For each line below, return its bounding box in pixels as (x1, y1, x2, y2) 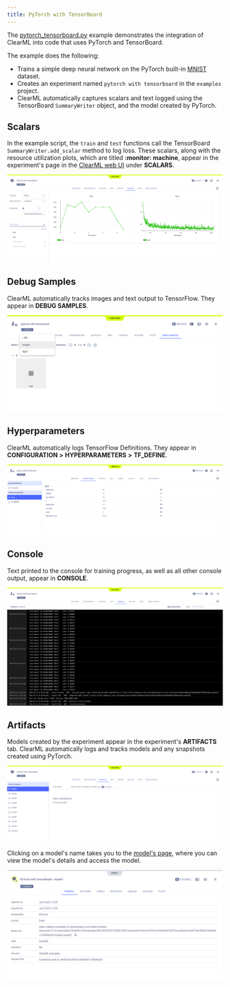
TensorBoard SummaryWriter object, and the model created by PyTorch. (16, 101, 217, 109)
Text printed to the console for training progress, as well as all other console (7, 566, 222, 574)
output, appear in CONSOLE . (7, 574, 88, 582)
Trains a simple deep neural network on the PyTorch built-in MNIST (16, 65, 207, 73)
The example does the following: (7, 51, 99, 60)
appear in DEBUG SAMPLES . (7, 301, 89, 310)
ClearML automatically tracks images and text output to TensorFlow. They (7, 294, 216, 302)
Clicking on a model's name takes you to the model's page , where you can (7, 849, 218, 857)
